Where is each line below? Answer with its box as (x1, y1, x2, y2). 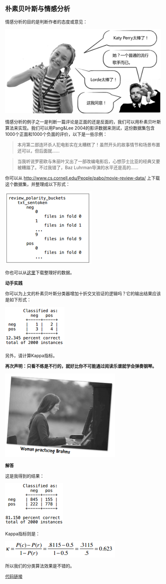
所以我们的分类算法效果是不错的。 (5, 563, 75, 569)
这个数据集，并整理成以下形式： (5, 181, 70, 187)
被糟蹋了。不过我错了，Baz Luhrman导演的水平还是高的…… (17, 165, 139, 170)
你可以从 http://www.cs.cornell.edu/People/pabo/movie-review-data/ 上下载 (5, 175, 160, 181)
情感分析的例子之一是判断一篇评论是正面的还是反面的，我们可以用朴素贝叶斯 (5, 119, 161, 125)
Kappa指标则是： (5, 531, 41, 537)
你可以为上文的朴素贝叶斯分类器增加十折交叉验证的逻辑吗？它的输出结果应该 (5, 291, 161, 296)
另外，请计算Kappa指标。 (5, 352, 58, 358)
